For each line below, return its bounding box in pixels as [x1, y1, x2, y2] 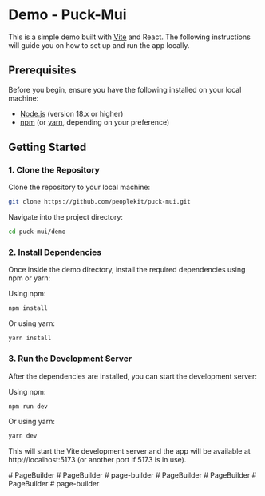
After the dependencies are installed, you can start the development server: [8, 371, 257, 381]
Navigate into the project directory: [8, 212, 124, 222]
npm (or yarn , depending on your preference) [19, 117, 170, 127]
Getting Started [8, 141, 87, 154]
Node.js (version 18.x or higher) [19, 109, 124, 118]
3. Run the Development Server [8, 353, 132, 364]
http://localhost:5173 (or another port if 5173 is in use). [8, 455, 187, 465]
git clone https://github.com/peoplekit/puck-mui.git [8, 198, 192, 206]
